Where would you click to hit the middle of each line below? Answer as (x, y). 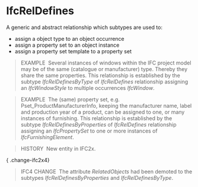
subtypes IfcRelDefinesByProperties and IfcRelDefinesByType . (97, 178)
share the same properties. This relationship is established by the (100, 75)
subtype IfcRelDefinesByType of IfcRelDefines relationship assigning (104, 82)
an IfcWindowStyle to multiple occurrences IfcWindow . (88, 88)
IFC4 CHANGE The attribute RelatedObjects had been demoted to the (106, 171)
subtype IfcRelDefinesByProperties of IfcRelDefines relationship (98, 124)
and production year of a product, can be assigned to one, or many (103, 112)
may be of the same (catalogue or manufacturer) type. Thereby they (104, 69)
